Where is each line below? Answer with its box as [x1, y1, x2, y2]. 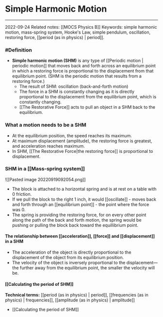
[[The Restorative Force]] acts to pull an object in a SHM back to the [19, 104, 155, 110]
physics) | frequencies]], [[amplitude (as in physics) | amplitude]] [5, 297, 135, 303]
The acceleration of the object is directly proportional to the [12, 249, 131, 255]
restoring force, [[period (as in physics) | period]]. [5, 34, 104, 40]
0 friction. [12, 191, 32, 197]
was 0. [12, 206, 26, 212]
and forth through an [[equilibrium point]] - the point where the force [12, 201, 149, 207]
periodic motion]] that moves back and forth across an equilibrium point [12, 63, 156, 69]
